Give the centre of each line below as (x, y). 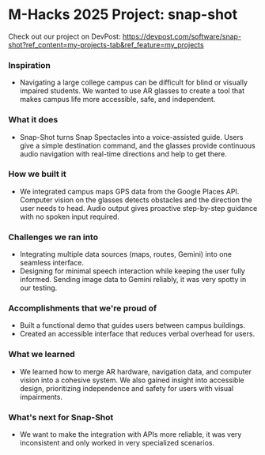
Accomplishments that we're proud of (82, 308)
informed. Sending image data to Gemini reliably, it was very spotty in (133, 280)
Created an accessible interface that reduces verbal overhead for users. (137, 334)
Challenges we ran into (53, 237)
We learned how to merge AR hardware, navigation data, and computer (135, 371)
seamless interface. (52, 263)
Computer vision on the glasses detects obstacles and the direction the (136, 200)
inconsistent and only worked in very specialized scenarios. (117, 443)
